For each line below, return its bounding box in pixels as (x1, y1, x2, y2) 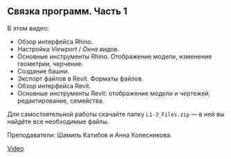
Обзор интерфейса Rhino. (17, 37, 94, 46)
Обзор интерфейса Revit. (17, 81, 92, 90)
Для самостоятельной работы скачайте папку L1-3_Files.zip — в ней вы (7, 110, 225, 118)
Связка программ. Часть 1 (7, 6, 128, 17)
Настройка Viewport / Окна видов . (17, 44, 119, 53)
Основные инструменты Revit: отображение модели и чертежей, (17, 89, 211, 97)
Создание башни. (17, 67, 69, 75)
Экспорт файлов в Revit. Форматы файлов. (17, 74, 144, 83)
